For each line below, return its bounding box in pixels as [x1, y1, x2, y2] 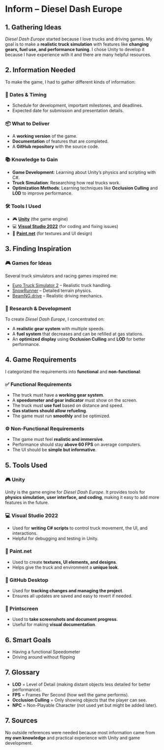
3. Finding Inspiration [5, 245, 72, 253]
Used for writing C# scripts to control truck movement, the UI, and [12, 525, 148, 531]
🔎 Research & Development [5, 305, 71, 312]
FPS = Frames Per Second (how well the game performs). [12, 692, 129, 697]
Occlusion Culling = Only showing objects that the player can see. [12, 697, 147, 703]
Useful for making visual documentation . [12, 622, 97, 628]
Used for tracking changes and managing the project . [12, 587, 124, 593]
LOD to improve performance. [12, 190, 73, 196]
